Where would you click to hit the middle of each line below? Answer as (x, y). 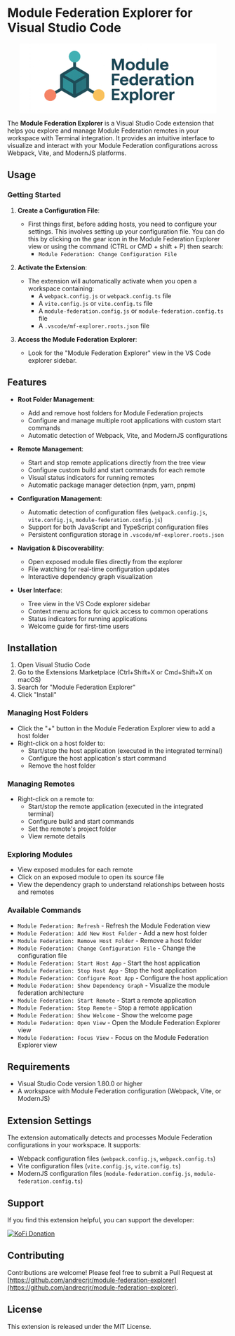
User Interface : (40, 590)
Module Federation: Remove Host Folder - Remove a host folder (109, 940)
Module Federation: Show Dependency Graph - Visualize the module (114, 985)
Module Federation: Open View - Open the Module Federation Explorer (119, 1022)
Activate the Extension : (52, 267)
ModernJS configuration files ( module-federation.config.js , (105, 1174)
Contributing (36, 1256)
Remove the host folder (62, 766)
